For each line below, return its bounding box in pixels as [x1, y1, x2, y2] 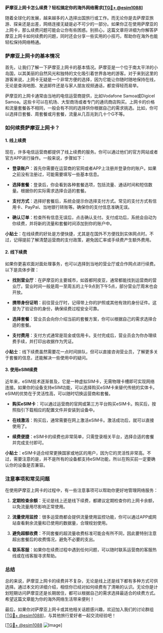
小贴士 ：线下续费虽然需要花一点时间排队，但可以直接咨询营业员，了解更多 [5, 349, 154, 355]
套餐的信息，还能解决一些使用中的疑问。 [9, 355, 90, 360]
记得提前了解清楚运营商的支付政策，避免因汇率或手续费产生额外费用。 [13, 237, 154, 243]
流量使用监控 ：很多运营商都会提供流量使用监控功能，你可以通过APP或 [12, 514, 153, 520]
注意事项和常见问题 [5, 475, 50, 482]
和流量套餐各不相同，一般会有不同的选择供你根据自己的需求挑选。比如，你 [5, 105, 154, 111]
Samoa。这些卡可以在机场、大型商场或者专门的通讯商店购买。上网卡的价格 [5, 99, 155, 105]
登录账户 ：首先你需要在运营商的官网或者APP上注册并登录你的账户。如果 [12, 165, 157, 171]
